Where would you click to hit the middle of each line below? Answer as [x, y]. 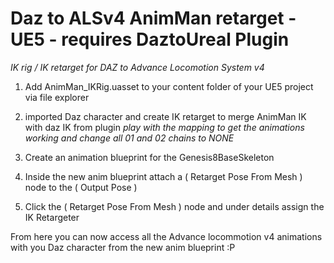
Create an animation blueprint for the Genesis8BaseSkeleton [149, 157]
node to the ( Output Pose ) [81, 187]
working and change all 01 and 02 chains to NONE [129, 138]
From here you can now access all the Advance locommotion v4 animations [166, 236]
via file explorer [57, 97]
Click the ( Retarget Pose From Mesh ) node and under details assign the [174, 206]
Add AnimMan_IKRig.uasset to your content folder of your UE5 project [169, 86]
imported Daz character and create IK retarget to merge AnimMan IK [165, 116]
